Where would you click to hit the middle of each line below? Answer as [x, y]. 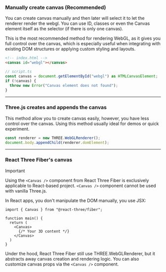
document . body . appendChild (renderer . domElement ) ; [57, 142]
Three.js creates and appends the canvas [56, 107]
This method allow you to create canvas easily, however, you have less [77, 118]
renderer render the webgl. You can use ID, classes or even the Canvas [78, 23]
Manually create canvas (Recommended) [56, 7]
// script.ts [19, 72]
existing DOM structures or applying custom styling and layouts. [70, 49]
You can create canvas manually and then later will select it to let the [75, 18]
